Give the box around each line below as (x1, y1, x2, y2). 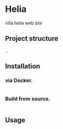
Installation (5, 62, 40, 71)
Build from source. (5, 96, 51, 103)
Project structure (5, 34, 59, 43)
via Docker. (5, 77, 33, 84)
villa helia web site (5, 20, 43, 26)
